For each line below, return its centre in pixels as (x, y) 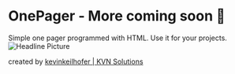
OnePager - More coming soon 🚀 (117, 16)
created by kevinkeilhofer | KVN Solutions (76, 61)
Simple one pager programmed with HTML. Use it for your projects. (117, 38)
